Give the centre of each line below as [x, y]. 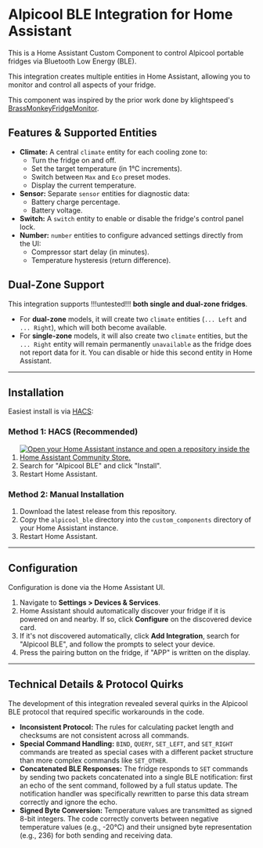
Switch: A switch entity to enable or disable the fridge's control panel [131, 218]
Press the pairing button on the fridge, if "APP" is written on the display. [135, 652]
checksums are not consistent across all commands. [104, 735]
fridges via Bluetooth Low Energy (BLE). [72, 61]
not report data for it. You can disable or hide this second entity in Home [136, 352]
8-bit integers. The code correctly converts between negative [119, 818]
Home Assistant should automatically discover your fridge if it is [122, 610]
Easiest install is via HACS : [51, 411]
